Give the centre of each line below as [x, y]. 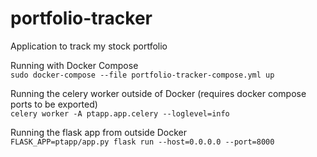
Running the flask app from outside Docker [99, 132]
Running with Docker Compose [74, 65]
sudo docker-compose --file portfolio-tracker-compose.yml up [142, 75]
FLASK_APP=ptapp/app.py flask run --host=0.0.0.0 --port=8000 [142, 142]
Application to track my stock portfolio [89, 46]
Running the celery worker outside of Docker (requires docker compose [158, 93]
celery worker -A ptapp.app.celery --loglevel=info [120, 113]
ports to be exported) [54, 104]
